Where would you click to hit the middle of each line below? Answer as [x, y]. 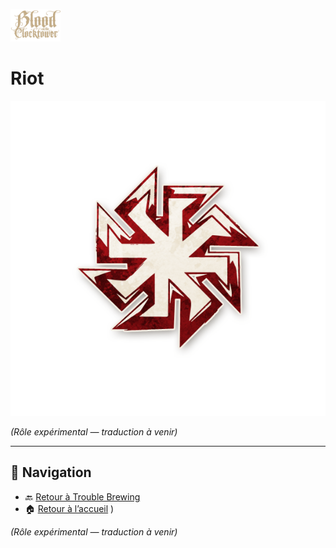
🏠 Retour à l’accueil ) [69, 508]
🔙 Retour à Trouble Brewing [82, 496]
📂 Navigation [51, 472]
